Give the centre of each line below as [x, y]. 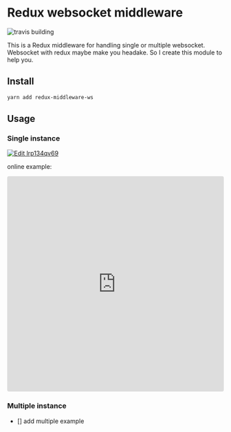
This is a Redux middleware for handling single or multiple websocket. [106, 45]
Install [21, 82]
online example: [30, 167]
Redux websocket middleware [95, 13]
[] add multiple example [51, 421]
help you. [20, 59]
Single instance [34, 138]
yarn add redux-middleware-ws [51, 97]
